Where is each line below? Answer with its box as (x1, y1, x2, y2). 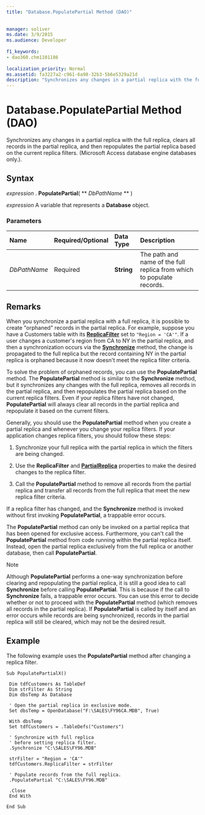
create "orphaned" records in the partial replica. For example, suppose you (6, 324, 195, 331)
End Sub (6, 803, 26, 810)
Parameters (6, 216, 41, 225)
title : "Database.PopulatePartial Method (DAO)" (6, 9, 132, 15)
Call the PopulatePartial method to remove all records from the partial (15, 480, 192, 488)
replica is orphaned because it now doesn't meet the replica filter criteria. (6, 356, 191, 363)
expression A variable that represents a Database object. (6, 201, 150, 208)
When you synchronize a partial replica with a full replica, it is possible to (6, 318, 190, 325)
